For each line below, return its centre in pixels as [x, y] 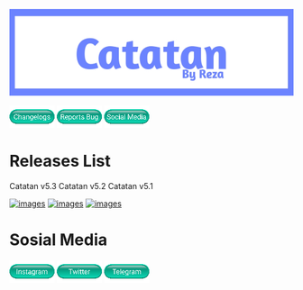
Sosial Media [59, 240]
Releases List [60, 161]
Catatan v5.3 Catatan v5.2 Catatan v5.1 [81, 186]
